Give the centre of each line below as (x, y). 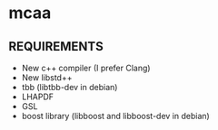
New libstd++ (47, 78)
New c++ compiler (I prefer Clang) (86, 68)
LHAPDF (38, 97)
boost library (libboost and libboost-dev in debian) (115, 116)
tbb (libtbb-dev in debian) (69, 87)
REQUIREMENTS (56, 46)
